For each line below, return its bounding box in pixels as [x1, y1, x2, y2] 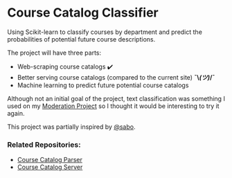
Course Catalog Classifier [7, 5, 159, 21]
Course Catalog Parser [17, 156, 83, 164]
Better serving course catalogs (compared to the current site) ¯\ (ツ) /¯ [17, 73, 215, 81]
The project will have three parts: [7, 48, 102, 57]
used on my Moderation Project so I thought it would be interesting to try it [7, 102, 220, 110]
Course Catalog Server [17, 163, 83, 171]
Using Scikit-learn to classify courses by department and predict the [7, 28, 203, 36]
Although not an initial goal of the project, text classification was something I [7, 94, 225, 103]
